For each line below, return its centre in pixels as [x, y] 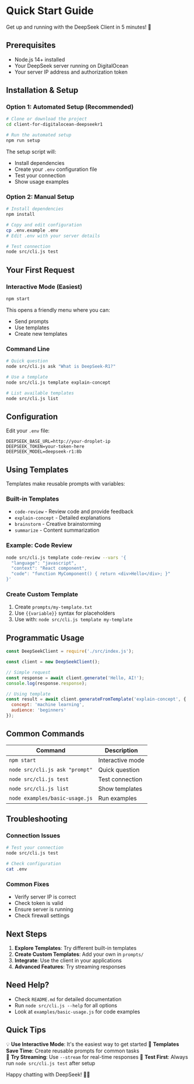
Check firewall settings [42, 916]
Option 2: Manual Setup [40, 197]
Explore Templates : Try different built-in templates [75, 948]
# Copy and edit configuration [44, 225]
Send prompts [31, 321]
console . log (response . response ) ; [47, 683]
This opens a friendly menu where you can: [58, 310]
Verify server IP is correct [45, 897]
